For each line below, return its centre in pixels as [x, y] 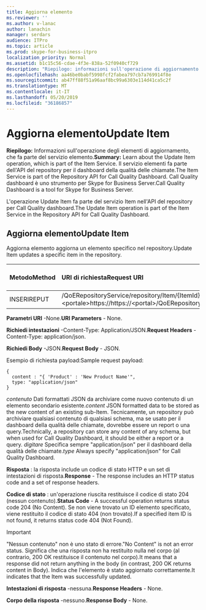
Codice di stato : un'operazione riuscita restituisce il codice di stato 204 [97, 494]
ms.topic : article [30, 47]
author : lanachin [29, 29]
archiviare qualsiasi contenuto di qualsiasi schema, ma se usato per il [93, 419]
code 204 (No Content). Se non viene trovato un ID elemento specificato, [99, 507]
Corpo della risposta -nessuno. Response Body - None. [77, 600]
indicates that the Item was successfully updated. [69, 577]
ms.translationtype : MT [37, 86]
